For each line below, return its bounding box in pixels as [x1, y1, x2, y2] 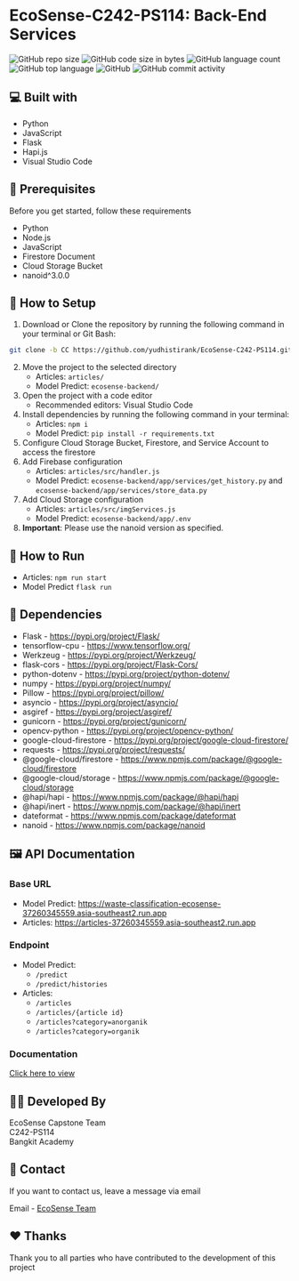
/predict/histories [35, 979, 109, 988]
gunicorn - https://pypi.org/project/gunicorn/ [21, 715, 187, 726]
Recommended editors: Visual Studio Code [35, 399, 194, 410]
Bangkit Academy [9, 1136, 74, 1147]
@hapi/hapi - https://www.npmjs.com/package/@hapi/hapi [21, 791, 239, 802]
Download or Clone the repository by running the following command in [21, 319, 285, 330]
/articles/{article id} [35, 1008, 125, 1017]
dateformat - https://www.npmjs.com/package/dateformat [21, 810, 237, 821]
